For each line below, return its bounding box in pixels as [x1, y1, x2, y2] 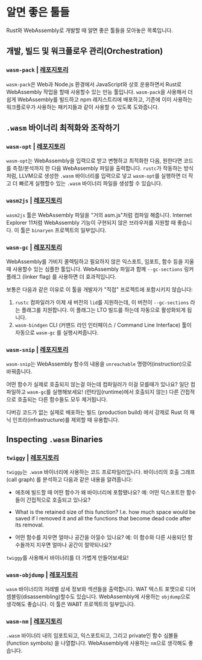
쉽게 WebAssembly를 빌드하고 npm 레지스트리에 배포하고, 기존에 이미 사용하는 [6, 95, 193, 103]
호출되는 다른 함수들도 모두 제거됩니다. [17, 396, 108, 403]
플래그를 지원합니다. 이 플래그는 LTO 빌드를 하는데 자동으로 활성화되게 [21, 306, 186, 313]
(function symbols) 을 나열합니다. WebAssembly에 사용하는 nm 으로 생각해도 [6, 639, 187, 647]
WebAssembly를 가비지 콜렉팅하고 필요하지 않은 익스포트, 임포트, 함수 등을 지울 [6, 257, 195, 265]
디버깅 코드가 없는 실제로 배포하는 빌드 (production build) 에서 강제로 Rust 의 [6, 409, 189, 416]
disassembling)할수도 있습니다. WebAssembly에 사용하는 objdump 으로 [22, 593, 191, 600]
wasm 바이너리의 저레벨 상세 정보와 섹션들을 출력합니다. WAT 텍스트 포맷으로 [6, 586, 185, 593]
